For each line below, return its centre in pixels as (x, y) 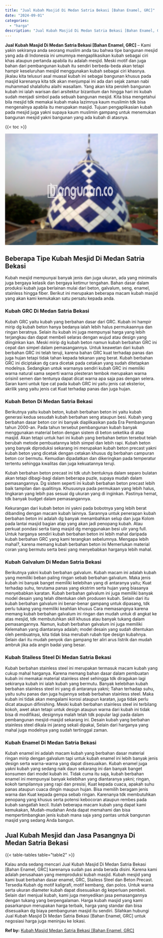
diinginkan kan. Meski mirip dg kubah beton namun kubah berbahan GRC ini (81, 342)
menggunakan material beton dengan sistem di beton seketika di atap (75, 433)
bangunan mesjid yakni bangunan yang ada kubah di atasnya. (67, 118)
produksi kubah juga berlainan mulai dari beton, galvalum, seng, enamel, (78, 288)
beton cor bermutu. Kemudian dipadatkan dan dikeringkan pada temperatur (81, 459)
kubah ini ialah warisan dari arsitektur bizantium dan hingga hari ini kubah (78, 92)
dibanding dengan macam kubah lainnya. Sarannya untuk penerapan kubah (81, 513)
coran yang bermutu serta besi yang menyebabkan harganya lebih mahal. (79, 549)
